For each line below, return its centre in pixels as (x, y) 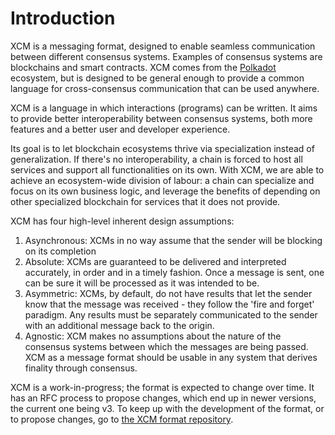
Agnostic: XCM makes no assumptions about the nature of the (153, 336)
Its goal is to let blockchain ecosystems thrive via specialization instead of (162, 148)
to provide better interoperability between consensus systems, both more (161, 118)
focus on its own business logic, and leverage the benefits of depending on (165, 191)
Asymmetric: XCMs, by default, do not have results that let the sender (168, 293)
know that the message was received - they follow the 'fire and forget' (169, 304)
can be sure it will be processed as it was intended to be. (142, 283)
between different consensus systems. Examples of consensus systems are (166, 56)
